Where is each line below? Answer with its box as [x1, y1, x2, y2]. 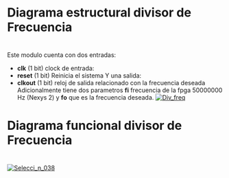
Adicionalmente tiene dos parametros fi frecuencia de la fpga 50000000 [16, 86, 223, 94]
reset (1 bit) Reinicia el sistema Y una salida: [16, 71, 142, 80]
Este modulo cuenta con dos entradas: [7, 51, 117, 59]
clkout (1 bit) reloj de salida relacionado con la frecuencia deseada [16, 79, 206, 87]
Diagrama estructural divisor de [7, 5, 192, 21]
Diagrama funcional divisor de [7, 118, 182, 133]
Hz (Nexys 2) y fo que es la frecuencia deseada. [16, 93, 154, 102]
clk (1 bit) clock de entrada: [16, 64, 95, 73]
